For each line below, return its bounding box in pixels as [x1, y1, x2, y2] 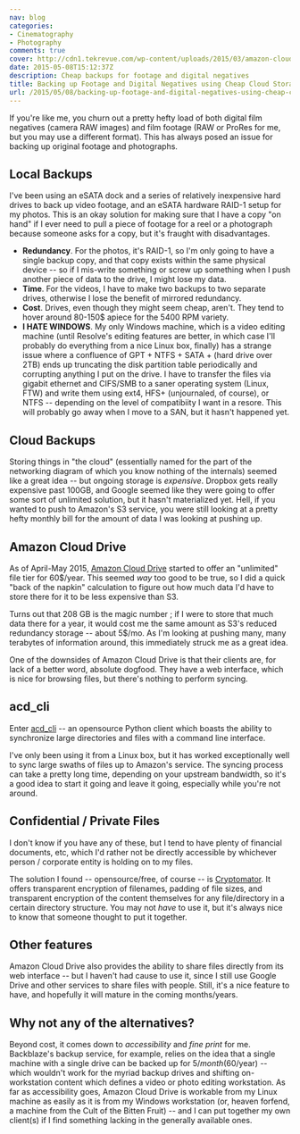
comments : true [9, 46, 66, 55]
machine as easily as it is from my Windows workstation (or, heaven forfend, [9, 1096, 290, 1107]
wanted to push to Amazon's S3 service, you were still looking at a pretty [9, 504, 279, 514]
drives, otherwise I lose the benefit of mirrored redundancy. [21, 293, 242, 304]
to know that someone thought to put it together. [9, 912, 187, 922]
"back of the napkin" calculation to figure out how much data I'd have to [9, 581, 274, 592]
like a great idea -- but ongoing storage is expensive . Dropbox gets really [9, 475, 279, 487]
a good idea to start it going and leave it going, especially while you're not [9, 778, 281, 788]
